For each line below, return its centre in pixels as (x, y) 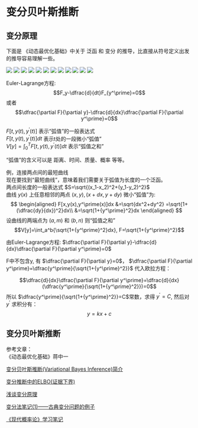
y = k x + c (99, 314)
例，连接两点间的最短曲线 (37, 172)
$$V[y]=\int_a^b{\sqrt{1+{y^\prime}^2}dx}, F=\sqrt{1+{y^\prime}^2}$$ (99, 230)
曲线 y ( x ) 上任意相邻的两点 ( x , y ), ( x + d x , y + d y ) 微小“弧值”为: (81, 194)
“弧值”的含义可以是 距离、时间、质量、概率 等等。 (67, 159)
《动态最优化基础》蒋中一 (37, 356)
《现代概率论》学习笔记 (35, 419)
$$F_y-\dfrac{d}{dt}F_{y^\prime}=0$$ (99, 93)
